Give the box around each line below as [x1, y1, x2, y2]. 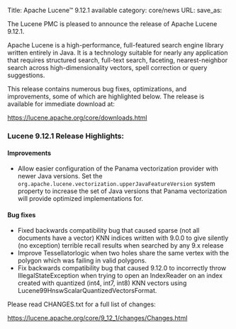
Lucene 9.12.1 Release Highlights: [7, 131, 124, 141]
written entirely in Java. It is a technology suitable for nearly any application [7, 49, 228, 57]
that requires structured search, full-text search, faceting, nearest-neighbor [7, 56, 228, 64]
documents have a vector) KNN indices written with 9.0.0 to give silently [17, 233, 229, 243]
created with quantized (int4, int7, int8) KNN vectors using [17, 279, 187, 287]
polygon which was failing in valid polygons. [17, 256, 147, 265]
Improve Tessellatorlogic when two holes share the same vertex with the [17, 249, 229, 258]
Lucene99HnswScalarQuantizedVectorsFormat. [17, 287, 157, 295]
